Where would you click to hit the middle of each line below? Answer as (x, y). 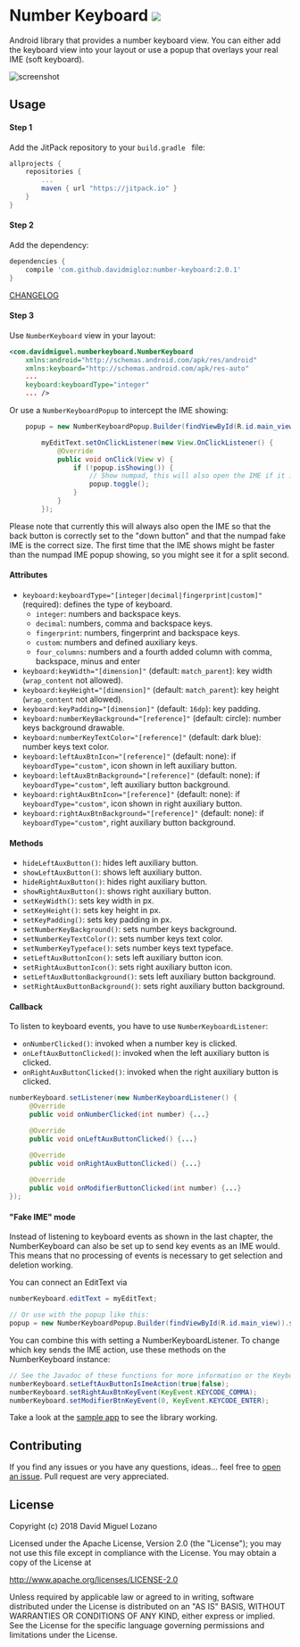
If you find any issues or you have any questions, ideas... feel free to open (145, 1467)
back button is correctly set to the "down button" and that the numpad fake (147, 536)
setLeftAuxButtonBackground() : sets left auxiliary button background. (149, 977)
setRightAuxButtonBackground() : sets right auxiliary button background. (154, 986)
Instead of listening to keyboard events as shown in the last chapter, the (142, 1236)
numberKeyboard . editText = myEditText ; (83, 1299)
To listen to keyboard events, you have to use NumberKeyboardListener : (139, 1027)
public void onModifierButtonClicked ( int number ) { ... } (135, 1188)
